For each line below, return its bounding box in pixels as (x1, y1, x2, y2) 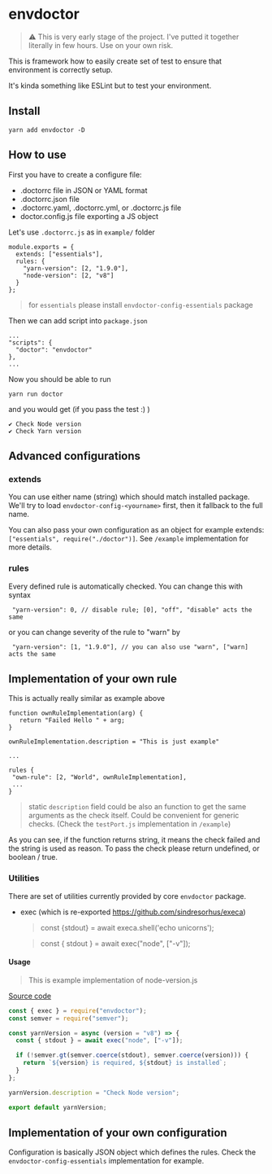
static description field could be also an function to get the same (28, 802, 247, 812)
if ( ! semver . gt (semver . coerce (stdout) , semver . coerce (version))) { (15, 1051, 249, 1059)
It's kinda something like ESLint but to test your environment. (8, 81, 212, 90)
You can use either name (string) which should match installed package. (8, 492, 250, 502)
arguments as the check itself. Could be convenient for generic (28, 811, 240, 821)
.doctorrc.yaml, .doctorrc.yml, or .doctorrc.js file (19, 203, 182, 212)
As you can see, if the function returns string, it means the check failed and (8, 835, 261, 845)
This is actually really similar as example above (8, 694, 165, 703)
